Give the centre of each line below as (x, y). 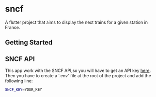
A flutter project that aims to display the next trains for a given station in (77, 22)
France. (13, 27)
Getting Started (29, 43)
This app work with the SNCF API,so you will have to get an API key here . (78, 70)
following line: (19, 81)
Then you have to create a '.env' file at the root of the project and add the (78, 76)
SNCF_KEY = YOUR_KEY (23, 90)
